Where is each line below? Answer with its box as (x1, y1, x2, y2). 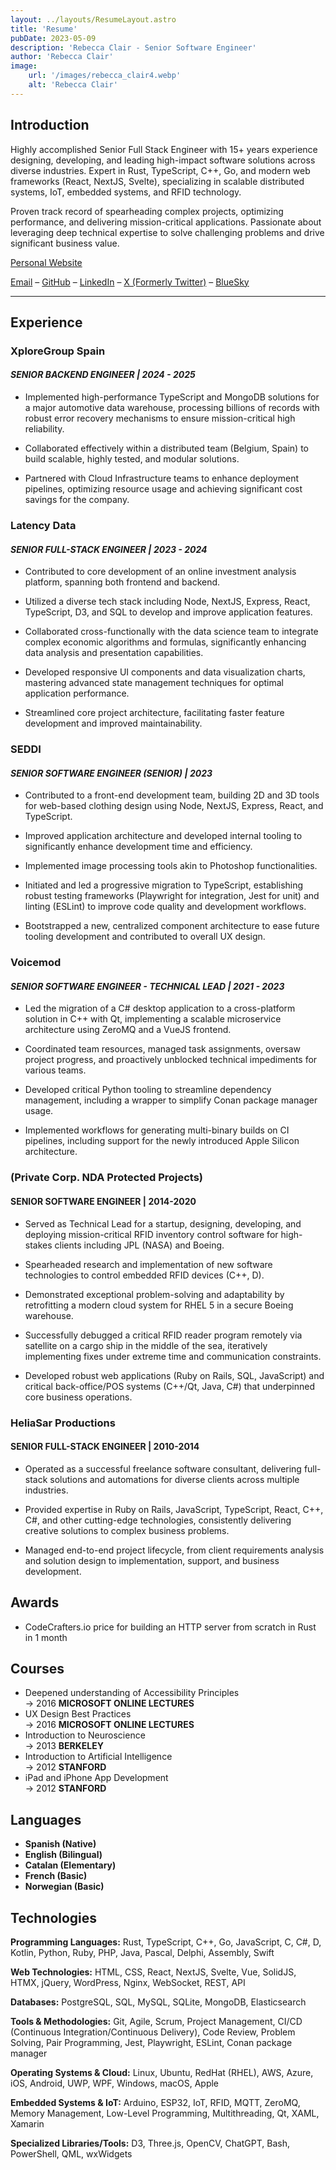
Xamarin (10, 2117, 45, 2130)
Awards (10, 1594, 60, 1611)
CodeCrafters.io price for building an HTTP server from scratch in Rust (24, 1621, 317, 1633)
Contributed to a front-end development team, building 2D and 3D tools (24, 789, 320, 801)
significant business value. (10, 237, 120, 249)
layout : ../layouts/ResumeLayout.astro (10, 14, 177, 25)
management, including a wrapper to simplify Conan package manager (24, 1094, 318, 1106)
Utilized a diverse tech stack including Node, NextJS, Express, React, (24, 596, 311, 608)
